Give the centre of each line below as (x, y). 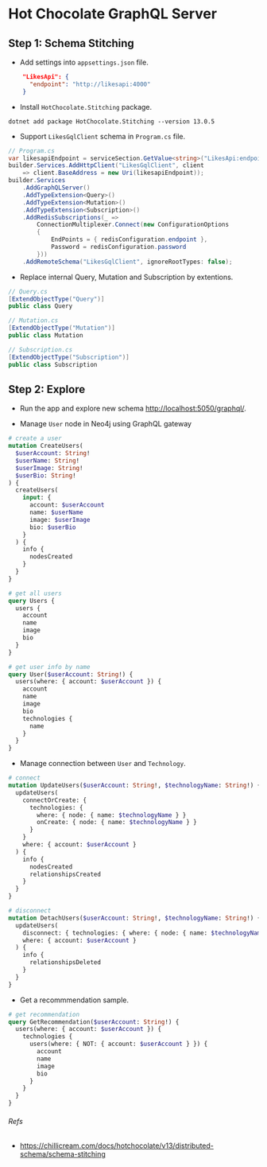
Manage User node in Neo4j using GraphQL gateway (106, 424)
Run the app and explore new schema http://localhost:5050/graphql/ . (133, 408)
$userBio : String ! (46, 475)
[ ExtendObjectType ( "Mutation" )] (62, 328)
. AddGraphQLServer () (56, 188)
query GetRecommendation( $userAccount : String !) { (94, 1022)
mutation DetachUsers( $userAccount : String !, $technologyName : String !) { (135, 918)
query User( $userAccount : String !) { (71, 674)
